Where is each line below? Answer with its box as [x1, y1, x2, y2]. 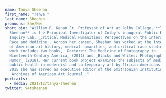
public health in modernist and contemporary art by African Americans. [9, 62, 163, 67]
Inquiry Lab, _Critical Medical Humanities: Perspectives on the [9, 35, 147, 40]
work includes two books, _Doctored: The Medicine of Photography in [9, 49, 156, 53]
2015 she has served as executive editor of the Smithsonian [9, 67, 138, 72]
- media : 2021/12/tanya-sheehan [9, 81, 77, 86]
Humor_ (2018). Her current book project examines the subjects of [9, 58, 152, 63]
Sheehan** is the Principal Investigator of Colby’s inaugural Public [9, 30, 158, 35]
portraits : [5, 76, 28, 81]
